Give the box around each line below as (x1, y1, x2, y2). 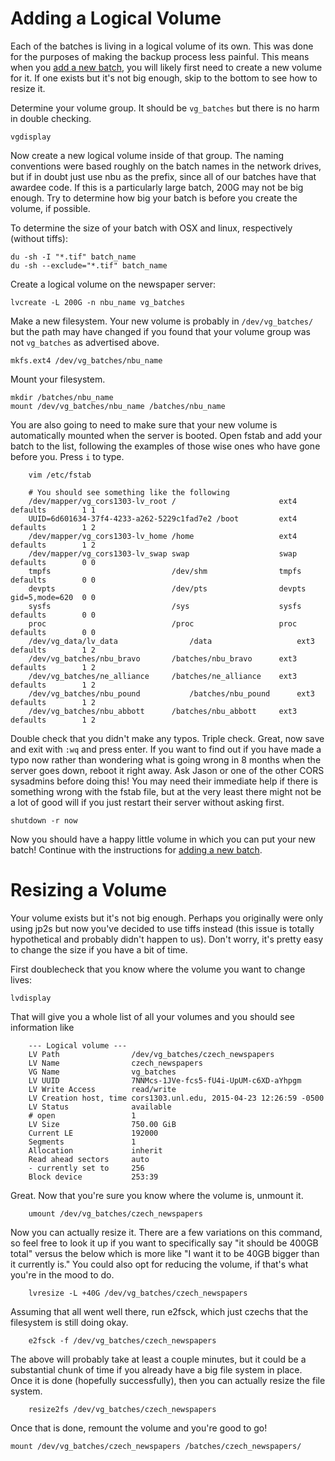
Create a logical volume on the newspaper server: (10, 278, 217, 290)
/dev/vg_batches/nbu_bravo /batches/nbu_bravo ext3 (28, 653, 298, 664)
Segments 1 (28, 1137, 137, 1147)
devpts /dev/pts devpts (28, 583, 307, 594)
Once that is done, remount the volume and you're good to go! (10, 1422, 268, 1434)
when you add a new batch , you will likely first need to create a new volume (10, 61, 323, 73)
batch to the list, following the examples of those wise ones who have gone (10, 440, 321, 452)
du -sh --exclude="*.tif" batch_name (10, 260, 168, 271)
